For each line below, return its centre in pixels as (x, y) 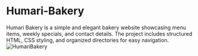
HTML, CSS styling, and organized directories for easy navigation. (88, 40)
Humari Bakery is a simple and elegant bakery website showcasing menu (96, 27)
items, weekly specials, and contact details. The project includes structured (99, 33)
